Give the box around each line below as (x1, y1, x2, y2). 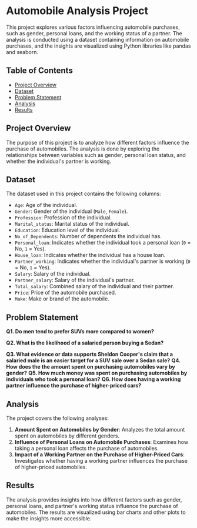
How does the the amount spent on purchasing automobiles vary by (6, 363, 175, 370)
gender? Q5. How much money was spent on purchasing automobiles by (6, 369, 188, 377)
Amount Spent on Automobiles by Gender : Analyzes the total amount (14, 426, 185, 433)
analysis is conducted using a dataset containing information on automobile (6, 36, 189, 43)
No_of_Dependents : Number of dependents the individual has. (14, 233, 162, 240)
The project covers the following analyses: (6, 415, 109, 422)
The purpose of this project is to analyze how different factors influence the (6, 139, 189, 146)
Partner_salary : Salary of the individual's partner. (14, 276, 135, 283)
